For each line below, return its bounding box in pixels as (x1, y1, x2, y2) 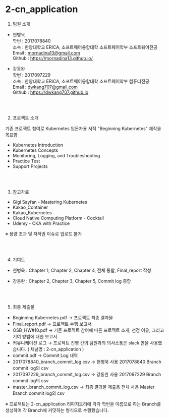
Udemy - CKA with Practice (12, 220, 70, 226)
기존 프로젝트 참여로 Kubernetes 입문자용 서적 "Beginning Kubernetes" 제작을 (5, 125, 161, 132)
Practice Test (12, 158, 40, 164)
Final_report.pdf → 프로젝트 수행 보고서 (12, 321, 92, 327)
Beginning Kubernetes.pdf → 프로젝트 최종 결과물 (12, 314, 114, 321)
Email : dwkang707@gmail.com (12, 84, 78, 90)
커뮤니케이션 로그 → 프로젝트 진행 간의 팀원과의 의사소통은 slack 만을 (12, 339, 149, 346)
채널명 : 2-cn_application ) (30, 346, 84, 352)
